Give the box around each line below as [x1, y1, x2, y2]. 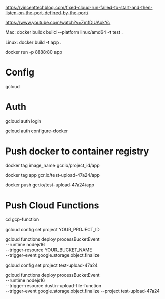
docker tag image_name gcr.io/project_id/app [5, 162, 100, 168]
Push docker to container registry [5, 145, 149, 157]
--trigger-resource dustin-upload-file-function [5, 282, 102, 288]
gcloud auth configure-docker [5, 128, 68, 134]
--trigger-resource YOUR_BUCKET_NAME [5, 247, 92, 253]
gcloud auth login [5, 118, 42, 124]
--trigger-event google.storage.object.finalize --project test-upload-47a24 [5, 288, 160, 294]
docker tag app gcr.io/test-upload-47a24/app [5, 172, 100, 178]
